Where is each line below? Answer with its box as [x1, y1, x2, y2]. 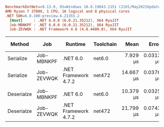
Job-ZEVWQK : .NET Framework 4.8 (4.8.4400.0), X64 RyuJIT [9, 27, 132, 32]
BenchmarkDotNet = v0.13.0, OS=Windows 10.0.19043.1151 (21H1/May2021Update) [5, 4, 163, 9]
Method [10, 41, 29, 48]
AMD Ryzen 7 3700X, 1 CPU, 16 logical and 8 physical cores [5, 9, 130, 14]
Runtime [65, 41, 86, 48]
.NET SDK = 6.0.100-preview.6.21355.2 [5, 13, 80, 18]
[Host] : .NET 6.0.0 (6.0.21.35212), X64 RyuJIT [9, 18, 119, 23]
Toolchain [93, 41, 117, 48]
